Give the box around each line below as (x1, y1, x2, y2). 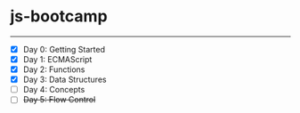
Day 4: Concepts (22, 85, 85, 95)
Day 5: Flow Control (22, 94, 96, 105)
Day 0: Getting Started (22, 44, 106, 54)
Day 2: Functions (22, 64, 85, 75)
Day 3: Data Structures (22, 74, 107, 85)
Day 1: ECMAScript (22, 54, 93, 64)
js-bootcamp (10, 6, 108, 27)
